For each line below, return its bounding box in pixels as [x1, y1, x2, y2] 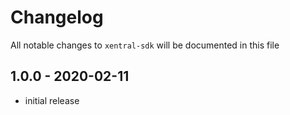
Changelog [10, 6, 104, 29]
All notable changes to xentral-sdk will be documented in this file [10, 39, 280, 51]
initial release [24, 94, 80, 106]
